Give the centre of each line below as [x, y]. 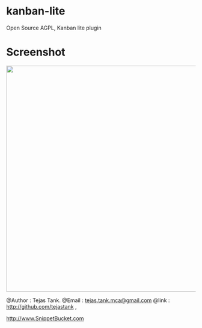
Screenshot [36, 52]
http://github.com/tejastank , [41, 306]
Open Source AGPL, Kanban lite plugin [54, 28]
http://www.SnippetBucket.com [45, 318]
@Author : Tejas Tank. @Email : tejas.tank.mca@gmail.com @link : [88, 300]
